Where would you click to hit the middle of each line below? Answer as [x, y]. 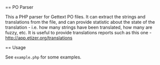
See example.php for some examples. [43, 57]
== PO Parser [19, 7]
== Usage [16, 47]
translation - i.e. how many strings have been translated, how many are [79, 27]
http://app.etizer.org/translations [39, 38]
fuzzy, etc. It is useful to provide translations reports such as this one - [78, 32]
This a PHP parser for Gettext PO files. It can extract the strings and [75, 17]
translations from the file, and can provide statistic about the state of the [80, 22]
